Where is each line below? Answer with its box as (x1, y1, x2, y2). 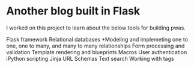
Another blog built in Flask (6, 4, 141, 18)
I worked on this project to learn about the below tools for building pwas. (6, 24, 186, 31)
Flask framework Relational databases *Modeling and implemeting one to (6, 36, 188, 43)
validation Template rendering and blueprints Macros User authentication (6, 48, 187, 55)
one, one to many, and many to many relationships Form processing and (6, 42, 185, 49)
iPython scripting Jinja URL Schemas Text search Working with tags (6, 55, 174, 62)
